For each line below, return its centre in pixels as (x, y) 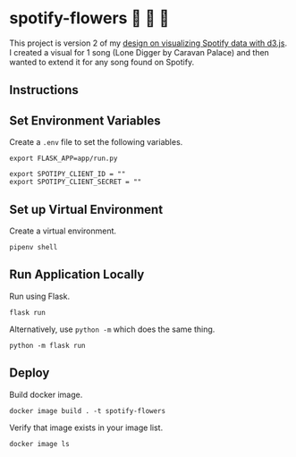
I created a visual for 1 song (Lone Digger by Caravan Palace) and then (140, 52)
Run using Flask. (39, 296)
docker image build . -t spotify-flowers (88, 410)
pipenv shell (34, 247)
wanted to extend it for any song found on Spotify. (102, 62)
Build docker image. (46, 394)
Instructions (44, 90)
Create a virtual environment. (63, 231)
